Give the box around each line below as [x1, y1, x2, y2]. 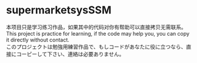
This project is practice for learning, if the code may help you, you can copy [6, 30, 190, 37]
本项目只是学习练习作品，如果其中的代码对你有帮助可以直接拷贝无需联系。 [6, 23, 186, 30]
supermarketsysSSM [6, 3, 112, 17]
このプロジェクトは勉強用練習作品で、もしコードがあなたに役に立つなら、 [6, 43, 186, 50]
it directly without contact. [6, 36, 69, 43]
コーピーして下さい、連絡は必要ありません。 [16, 50, 125, 57]
